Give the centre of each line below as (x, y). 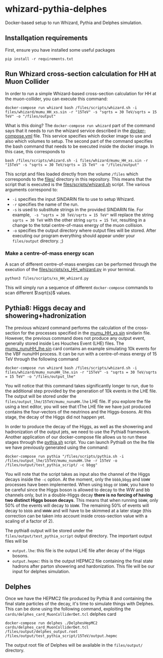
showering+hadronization (46, 316)
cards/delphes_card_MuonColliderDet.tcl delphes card (61, 614)
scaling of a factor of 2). (29, 521)
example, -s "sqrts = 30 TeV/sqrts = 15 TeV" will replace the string (83, 215)
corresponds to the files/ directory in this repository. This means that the (79, 179)
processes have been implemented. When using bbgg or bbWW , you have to (80, 484)
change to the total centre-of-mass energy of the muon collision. (78, 225)
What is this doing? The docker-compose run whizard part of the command (80, 125)
